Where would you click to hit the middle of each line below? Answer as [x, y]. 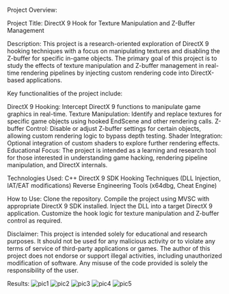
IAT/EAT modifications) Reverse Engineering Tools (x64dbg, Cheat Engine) [112, 185]
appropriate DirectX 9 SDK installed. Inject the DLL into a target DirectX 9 [110, 206]
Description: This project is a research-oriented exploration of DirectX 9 [108, 44]
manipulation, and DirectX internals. [57, 165]
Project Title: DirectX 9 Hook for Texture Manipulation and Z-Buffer [101, 23]
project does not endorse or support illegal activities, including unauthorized [114, 256]
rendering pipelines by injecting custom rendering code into [105, 73]
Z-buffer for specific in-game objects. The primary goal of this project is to [112, 58]
